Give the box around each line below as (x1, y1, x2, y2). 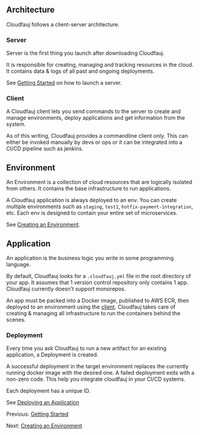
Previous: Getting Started (6, 410, 69, 418)
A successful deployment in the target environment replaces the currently (6, 363, 189, 370)
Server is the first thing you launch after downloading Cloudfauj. (6, 49, 165, 57)
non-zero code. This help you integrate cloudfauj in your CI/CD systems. (6, 375, 186, 383)
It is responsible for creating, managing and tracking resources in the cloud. (6, 61, 194, 69)
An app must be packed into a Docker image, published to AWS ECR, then (6, 297, 189, 304)
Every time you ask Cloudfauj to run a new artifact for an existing (6, 345, 167, 352)
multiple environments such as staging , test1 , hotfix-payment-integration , (6, 203, 193, 210)
